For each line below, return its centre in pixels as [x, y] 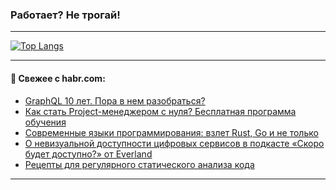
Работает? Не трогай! [65, 15]
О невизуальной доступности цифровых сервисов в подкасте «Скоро [174, 143]
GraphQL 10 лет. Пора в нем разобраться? [115, 100]
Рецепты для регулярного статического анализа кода [139, 164]
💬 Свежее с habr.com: [58, 78]
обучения [45, 122]
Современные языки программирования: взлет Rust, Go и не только [171, 132]
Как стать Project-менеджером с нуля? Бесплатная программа [160, 111]
